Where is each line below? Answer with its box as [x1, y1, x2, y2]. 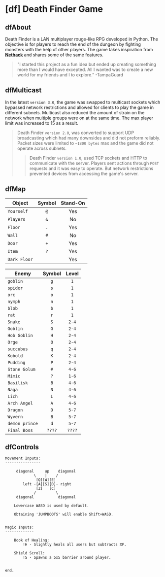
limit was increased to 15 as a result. [5, 120, 79, 126]
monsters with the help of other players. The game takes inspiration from [5, 47, 153, 52]
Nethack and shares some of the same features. [5, 52, 103, 58]
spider [7, 285, 23, 291]
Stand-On [61, 200, 85, 206]
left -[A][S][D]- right [23, 482, 71, 487]
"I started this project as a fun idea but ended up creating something [17, 62, 156, 67]
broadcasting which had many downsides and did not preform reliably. [17, 135, 161, 141]
